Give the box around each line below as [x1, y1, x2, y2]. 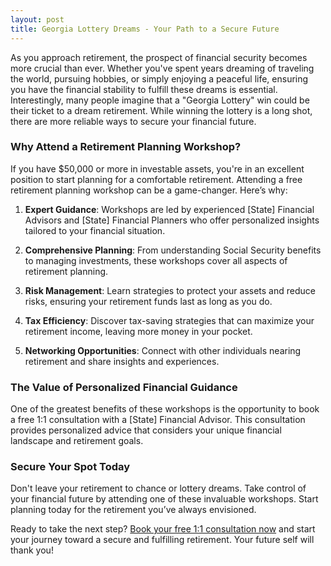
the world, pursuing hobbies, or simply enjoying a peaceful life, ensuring [10, 72, 309, 85]
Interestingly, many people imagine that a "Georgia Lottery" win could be [10, 94, 310, 106]
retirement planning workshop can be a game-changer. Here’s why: [10, 184, 288, 196]
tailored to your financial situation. [24, 224, 166, 236]
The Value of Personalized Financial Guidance [10, 380, 238, 394]
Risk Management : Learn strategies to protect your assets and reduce [24, 284, 316, 296]
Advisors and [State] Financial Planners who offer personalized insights [24, 214, 320, 226]
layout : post [10, 14, 65, 25]
